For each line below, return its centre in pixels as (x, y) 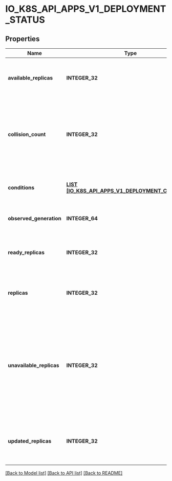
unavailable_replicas (34, 365)
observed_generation (35, 218)
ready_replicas (26, 252)
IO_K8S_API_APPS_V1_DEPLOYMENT (86, 9)
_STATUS (25, 20)
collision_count (27, 134)
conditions (21, 188)
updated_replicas (30, 441)
